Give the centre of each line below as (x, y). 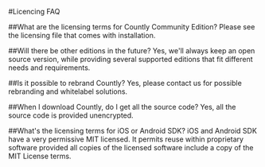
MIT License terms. (40, 156)
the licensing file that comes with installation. (82, 35)
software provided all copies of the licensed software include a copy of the (131, 148)
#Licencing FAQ (34, 12)
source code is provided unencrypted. (71, 115)
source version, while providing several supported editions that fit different (131, 59)
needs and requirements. (49, 68)
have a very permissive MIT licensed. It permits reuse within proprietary (126, 139)
